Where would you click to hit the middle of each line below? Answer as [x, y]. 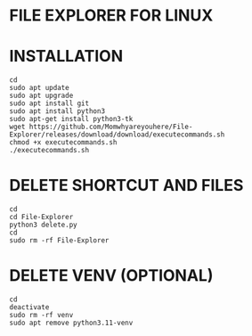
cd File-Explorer [41, 217]
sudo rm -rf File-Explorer [59, 241]
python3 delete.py [43, 225]
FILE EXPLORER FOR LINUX [111, 16]
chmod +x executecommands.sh [63, 143]
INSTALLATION [66, 57]
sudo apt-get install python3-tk [71, 119]
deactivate [29, 307]
